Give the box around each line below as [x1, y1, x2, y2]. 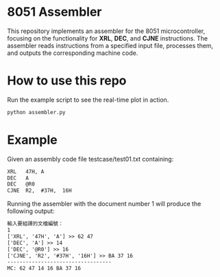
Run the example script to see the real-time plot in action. [7, 96, 169, 104]
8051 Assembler [7, 4, 102, 20]
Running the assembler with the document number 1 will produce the [7, 200, 201, 208]
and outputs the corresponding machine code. [7, 49, 138, 57]
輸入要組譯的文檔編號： [7, 221, 64, 228]
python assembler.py [7, 109, 66, 115]
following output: [7, 207, 55, 215]
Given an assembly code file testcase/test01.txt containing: [7, 155, 174, 163]
